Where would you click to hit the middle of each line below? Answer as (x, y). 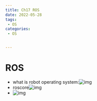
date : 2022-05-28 (24, 15)
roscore (21, 87)
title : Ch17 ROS (22, 10)
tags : (11, 19)
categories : (18, 29)
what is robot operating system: (46, 82)
